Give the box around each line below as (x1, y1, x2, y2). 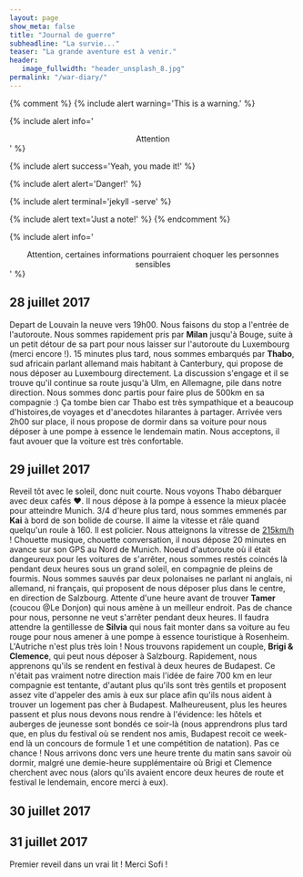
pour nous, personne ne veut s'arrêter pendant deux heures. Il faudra (9, 612, 270, 623)
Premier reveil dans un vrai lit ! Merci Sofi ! (9, 859, 168, 870)
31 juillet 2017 (9, 834, 88, 850)
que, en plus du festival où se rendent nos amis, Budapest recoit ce (9, 728, 262, 739)
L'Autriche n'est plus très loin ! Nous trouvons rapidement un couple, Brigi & (9, 641, 294, 653)
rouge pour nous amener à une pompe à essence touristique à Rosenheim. (9, 632, 289, 642)
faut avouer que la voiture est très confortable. (9, 435, 184, 446)
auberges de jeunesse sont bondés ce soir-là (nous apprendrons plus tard (9, 718, 288, 730)
